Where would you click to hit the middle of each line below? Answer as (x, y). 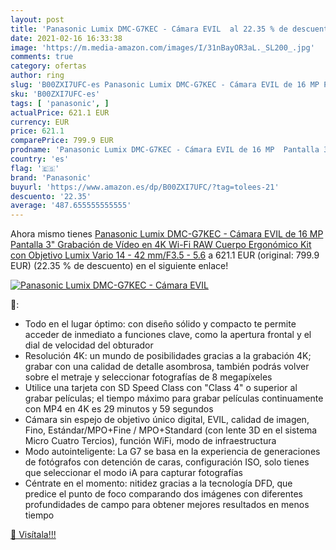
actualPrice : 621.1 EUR (60, 112)
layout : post (37, 19)
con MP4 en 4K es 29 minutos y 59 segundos (119, 409)
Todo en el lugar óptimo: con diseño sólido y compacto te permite (160, 324)
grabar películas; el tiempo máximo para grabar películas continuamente (174, 398)
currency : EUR (40, 122)
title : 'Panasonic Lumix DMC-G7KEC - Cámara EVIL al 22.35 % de (149, 29)
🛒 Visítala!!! (33, 535)
